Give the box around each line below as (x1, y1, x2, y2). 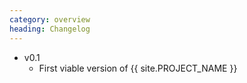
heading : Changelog (9, 24, 91, 34)
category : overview (9, 14, 91, 25)
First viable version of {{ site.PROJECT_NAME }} (38, 62, 238, 74)
